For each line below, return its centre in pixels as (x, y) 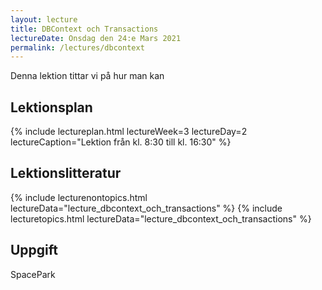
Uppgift (34, 250)
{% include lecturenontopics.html (79, 197)
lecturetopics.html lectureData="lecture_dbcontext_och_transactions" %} (161, 218)
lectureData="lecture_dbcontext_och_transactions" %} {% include (146, 208)
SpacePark (33, 274)
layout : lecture (44, 19)
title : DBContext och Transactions (84, 29)
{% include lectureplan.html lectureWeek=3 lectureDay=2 (129, 132)
